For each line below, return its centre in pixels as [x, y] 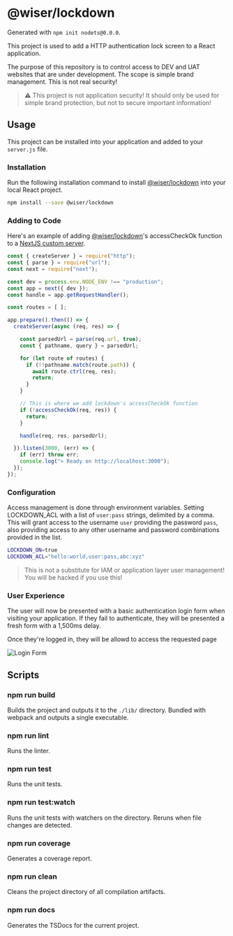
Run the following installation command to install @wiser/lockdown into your [116, 183]
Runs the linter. [29, 751]
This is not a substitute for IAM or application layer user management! [125, 570]
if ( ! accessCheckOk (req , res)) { [68, 410]
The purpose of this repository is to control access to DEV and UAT [104, 67]
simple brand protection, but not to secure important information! [118, 102]
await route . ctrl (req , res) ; [75, 371]
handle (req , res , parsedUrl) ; [64, 435]
